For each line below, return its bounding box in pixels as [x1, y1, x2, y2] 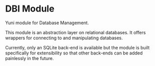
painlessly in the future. [5, 55, 54, 61]
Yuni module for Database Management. [5, 20, 89, 26]
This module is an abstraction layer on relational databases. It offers [5, 29, 146, 35]
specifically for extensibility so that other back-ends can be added [5, 50, 143, 56]
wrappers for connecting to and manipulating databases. [5, 35, 123, 41]
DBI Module [5, 3, 54, 15]
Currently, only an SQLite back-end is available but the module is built [5, 44, 150, 50]
